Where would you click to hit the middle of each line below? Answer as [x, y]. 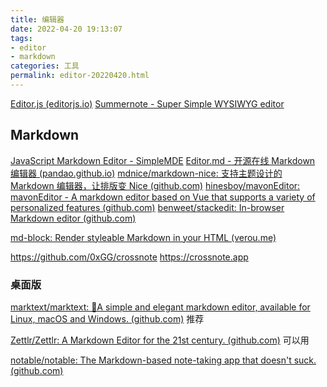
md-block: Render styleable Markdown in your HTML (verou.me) [143, 237]
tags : [21, 38]
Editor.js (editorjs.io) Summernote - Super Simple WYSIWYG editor [147, 103]
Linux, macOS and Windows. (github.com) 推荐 [107, 318]
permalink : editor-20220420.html [80, 76]
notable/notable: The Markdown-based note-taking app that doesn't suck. [163, 360]
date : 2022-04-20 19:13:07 [66, 29]
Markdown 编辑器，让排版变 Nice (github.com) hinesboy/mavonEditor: [155, 185]
